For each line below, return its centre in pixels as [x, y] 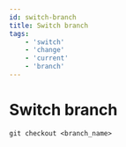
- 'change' [45, 50]
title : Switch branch [49, 26]
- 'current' [47, 58]
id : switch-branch [43, 17]
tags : [19, 33]
